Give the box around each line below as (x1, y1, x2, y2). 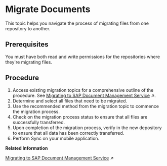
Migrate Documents (5, 4, 91, 15)
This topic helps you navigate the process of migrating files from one (5, 20, 149, 26)
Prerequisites (5, 40, 49, 49)
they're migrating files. (5, 59, 52, 65)
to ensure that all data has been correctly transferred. (12, 130, 124, 136)
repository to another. (5, 25, 51, 31)
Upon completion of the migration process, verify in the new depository (12, 125, 162, 131)
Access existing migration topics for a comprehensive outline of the (12, 87, 154, 93)
